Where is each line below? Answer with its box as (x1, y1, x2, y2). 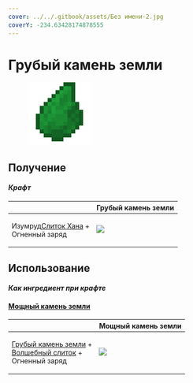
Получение (8, 161, 67, 174)
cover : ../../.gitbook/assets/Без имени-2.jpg (8, 13, 164, 20)
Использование (8, 261, 91, 275)
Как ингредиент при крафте (8, 284, 106, 293)
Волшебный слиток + (11, 348, 83, 358)
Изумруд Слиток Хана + (11, 221, 91, 230)
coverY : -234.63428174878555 (8, 20, 104, 29)
